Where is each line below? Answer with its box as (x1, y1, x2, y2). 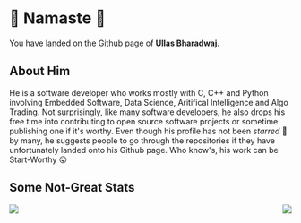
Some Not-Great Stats (9, 180, 135, 195)
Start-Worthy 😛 (9, 154, 68, 165)
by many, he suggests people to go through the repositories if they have (9, 134, 276, 146)
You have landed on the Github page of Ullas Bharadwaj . (9, 38, 219, 48)
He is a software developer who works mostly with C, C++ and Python (9, 87, 269, 98)
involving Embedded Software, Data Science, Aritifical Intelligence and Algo (9, 97, 288, 107)
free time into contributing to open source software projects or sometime (9, 116, 279, 126)
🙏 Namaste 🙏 (9, 8, 106, 29)
